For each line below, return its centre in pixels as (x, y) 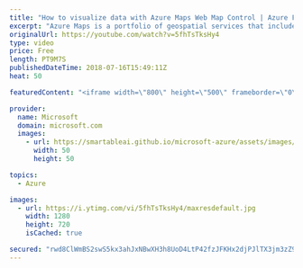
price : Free (32, 51)
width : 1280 (48, 217)
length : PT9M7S (38, 59)
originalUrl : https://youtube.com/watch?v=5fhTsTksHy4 (115, 34)
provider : (28, 109)
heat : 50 (26, 76)
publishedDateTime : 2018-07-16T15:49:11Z (88, 68)
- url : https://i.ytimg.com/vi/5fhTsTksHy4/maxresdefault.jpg (137, 208)
